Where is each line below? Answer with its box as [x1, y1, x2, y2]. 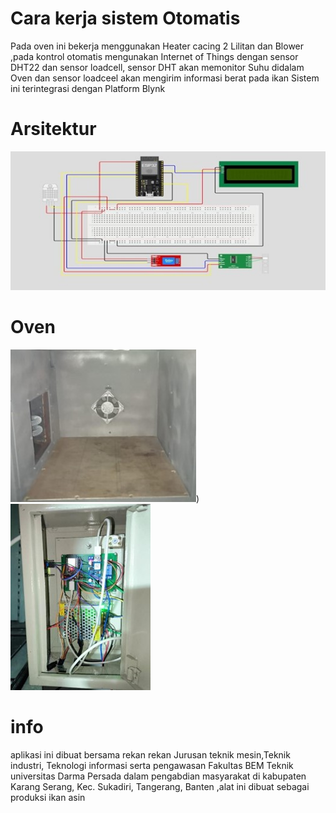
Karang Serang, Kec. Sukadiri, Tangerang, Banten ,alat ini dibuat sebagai [10, 780, 310, 792]
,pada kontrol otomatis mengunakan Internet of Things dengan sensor [10, 50, 299, 62]
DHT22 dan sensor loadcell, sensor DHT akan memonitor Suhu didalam [10, 61, 305, 73]
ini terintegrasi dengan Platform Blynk [10, 82, 166, 94]
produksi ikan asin [10, 791, 86, 803]
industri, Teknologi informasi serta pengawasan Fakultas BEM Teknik [10, 759, 294, 771]
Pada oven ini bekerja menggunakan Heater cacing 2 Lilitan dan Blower [10, 40, 305, 52]
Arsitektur [10, 118, 97, 141]
